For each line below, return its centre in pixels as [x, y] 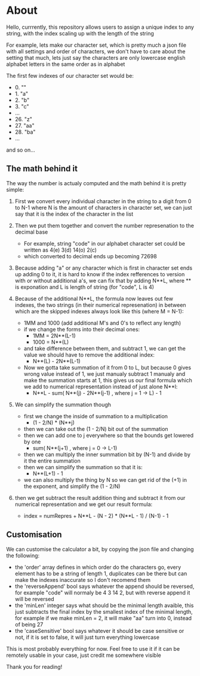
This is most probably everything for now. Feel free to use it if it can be [93, 648]
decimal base [31, 232]
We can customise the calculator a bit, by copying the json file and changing [100, 549]
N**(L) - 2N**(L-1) [56, 361]
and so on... [21, 150]
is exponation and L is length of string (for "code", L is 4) [84, 287]
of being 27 [29, 624]
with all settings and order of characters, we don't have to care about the [96, 51]
